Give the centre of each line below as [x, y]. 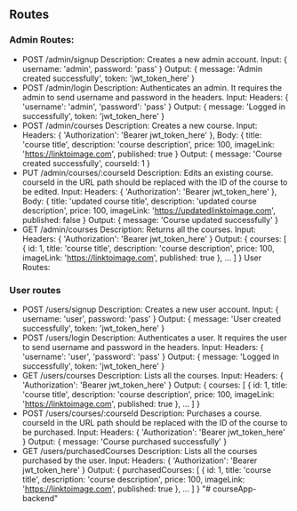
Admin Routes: [42, 40]
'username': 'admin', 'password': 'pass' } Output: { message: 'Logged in [154, 107]
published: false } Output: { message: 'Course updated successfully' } [150, 220]
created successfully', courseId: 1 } [86, 163]
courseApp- [235, 489]
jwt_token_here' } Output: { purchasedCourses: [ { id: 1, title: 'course [146, 469]
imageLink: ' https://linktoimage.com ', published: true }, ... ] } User [142, 258]
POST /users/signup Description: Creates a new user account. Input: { [150, 309]
